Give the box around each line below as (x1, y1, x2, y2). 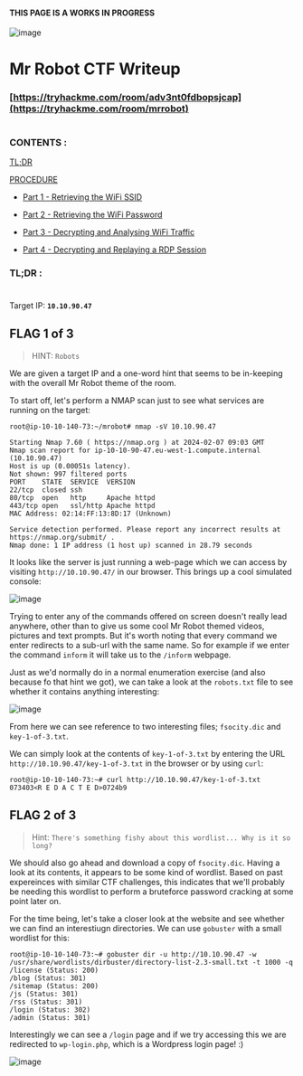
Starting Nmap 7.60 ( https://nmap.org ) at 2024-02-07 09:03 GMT (9, 438, 265, 447)
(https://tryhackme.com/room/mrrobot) (9, 102, 189, 115)
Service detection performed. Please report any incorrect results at (9, 524, 281, 533)
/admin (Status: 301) (9, 1013, 91, 1022)
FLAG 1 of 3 (9, 326, 74, 342)
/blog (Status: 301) (9, 973, 88, 983)
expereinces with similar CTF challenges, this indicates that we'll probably (9, 876, 285, 887)
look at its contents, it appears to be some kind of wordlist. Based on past (9, 866, 283, 877)
